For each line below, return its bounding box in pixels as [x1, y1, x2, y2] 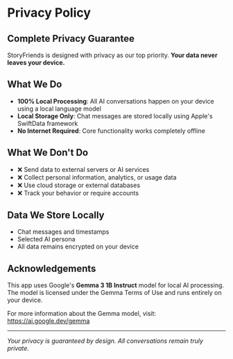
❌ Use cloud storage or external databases [17, 181, 141, 189]
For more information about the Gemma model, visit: [7, 310, 157, 318]
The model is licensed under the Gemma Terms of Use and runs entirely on [7, 289, 222, 297]
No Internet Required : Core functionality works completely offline [17, 127, 206, 135]
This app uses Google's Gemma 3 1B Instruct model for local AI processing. [7, 281, 224, 289]
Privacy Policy [7, 5, 92, 21]
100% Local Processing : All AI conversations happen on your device [17, 97, 215, 105]
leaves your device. [7, 58, 65, 67]
